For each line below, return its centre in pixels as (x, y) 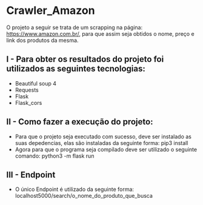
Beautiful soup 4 (35, 83)
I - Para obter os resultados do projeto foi (85, 59)
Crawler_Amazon (51, 11)
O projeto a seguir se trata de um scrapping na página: (75, 27)
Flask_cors (28, 102)
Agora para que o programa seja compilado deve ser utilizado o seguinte (106, 149)
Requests (27, 90)
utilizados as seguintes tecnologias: (76, 69)
